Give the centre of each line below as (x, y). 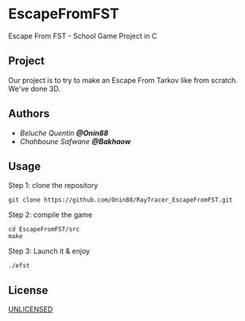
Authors (29, 114)
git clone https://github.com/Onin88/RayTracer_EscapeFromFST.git (121, 200)
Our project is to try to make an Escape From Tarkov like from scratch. (123, 80)
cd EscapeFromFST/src (44, 229)
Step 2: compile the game (51, 215)
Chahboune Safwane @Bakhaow (75, 141)
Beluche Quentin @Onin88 (64, 133)
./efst (19, 266)
